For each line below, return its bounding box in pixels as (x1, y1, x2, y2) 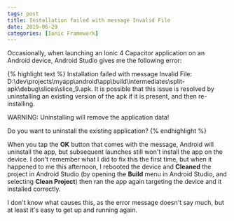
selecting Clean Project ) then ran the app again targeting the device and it (7, 178, 222, 186)
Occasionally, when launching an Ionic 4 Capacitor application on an (7, 49, 205, 57)
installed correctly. (7, 185, 61, 193)
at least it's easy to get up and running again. (7, 206, 138, 214)
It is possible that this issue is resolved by (94, 85, 215, 93)
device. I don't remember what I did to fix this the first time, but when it (7, 155, 212, 164)
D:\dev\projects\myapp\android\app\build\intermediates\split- (7, 78, 186, 86)
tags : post (7, 10, 39, 17)
